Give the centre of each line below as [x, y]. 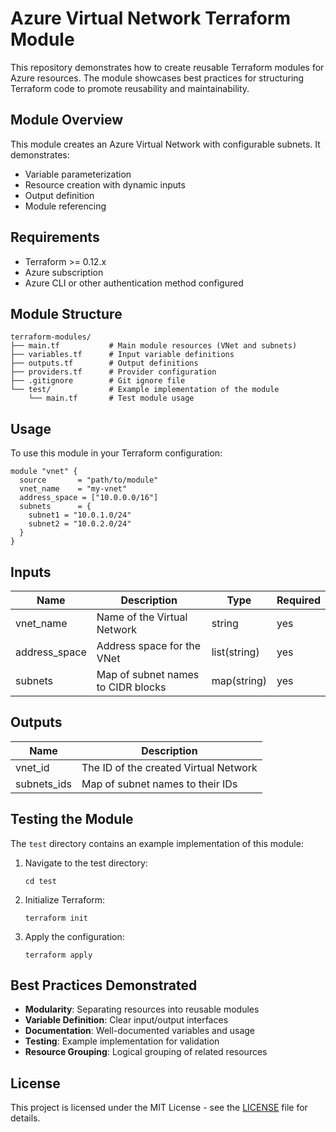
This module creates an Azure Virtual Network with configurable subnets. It [165, 144]
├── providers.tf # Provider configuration [113, 372]
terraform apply [58, 955]
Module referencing [65, 206]
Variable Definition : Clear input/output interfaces [126, 1020]
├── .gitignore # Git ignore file [98, 381]
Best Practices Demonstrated [104, 985]
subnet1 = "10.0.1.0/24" [80, 515]
